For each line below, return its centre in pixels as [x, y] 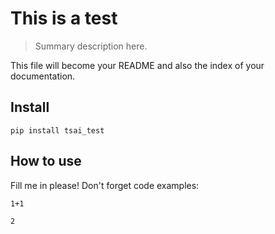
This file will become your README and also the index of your [137, 65]
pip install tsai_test [57, 130]
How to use [46, 161]
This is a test [64, 18]
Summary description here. [91, 46]
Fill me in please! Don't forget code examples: [105, 185]
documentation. [43, 76]
